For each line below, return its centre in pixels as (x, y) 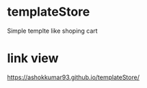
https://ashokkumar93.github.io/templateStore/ (73, 77)
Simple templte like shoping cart (52, 31)
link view (33, 58)
